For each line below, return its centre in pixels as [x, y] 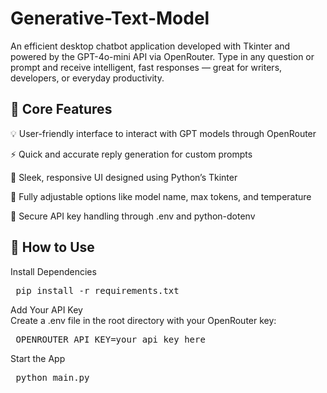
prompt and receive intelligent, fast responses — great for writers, [146, 67]
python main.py [52, 377]
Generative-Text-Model [110, 18]
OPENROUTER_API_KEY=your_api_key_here [110, 339]
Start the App [38, 358]
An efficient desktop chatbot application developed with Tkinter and [150, 46]
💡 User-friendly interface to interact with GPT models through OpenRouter [163, 133]
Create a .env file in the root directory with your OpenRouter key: [143, 320]
